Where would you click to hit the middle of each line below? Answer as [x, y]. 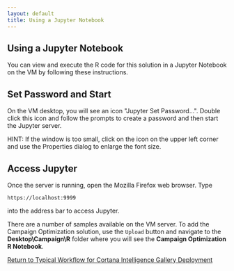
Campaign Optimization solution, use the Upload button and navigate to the [114, 231]
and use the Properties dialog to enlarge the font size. [84, 147]
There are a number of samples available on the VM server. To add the [108, 224]
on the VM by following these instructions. [68, 72]
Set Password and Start [59, 94]
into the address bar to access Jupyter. [63, 211]
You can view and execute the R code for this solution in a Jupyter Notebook [117, 65]
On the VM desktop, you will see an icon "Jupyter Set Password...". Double [114, 111]
